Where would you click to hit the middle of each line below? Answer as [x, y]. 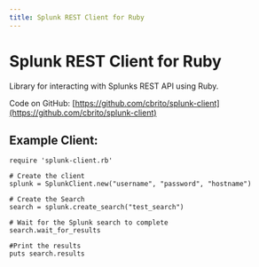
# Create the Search [47, 200]
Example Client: [54, 140]
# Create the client [47, 177]
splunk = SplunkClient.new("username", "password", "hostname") [130, 184]
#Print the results [45, 246]
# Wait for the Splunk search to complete [89, 223]
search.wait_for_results [55, 231]
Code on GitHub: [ [42, 103]
